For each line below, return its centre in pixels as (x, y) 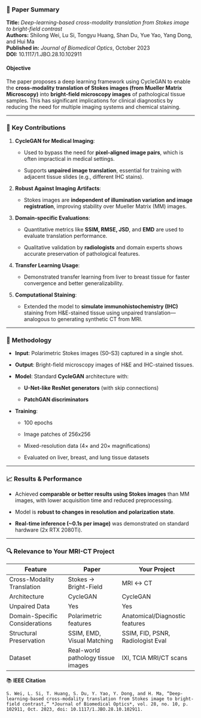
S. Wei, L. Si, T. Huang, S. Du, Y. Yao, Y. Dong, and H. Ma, (85, 693)
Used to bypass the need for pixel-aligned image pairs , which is (103, 152)
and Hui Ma (20, 42)
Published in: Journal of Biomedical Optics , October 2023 (78, 48)
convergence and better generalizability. (74, 283)
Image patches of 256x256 (57, 434)
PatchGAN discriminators (56, 399)
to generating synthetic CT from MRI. (96, 319)
